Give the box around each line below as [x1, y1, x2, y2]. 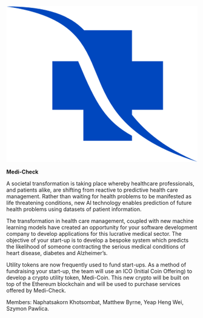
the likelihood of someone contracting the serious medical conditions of [6, 242, 186, 250]
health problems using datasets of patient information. [6, 206, 142, 213]
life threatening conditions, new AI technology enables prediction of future [6, 199, 192, 206]
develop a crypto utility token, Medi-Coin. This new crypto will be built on [6, 274, 190, 281]
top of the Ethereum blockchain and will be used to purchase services [6, 280, 181, 287]
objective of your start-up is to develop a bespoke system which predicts [6, 236, 189, 244]
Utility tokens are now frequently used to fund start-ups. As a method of [6, 261, 187, 268]
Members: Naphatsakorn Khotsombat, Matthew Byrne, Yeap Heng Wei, [6, 298, 184, 305]
